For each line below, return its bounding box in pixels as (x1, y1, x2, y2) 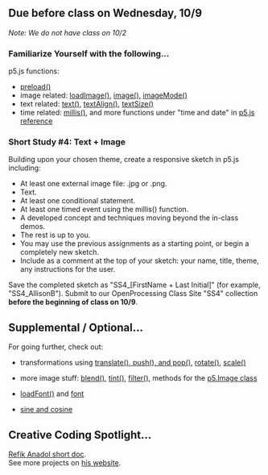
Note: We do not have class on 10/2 (8, 27, 127, 37)
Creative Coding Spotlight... (8, 427, 152, 442)
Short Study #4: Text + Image (8, 136, 126, 148)
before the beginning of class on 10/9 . (8, 298, 138, 307)
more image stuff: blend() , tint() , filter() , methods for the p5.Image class (19, 373, 258, 383)
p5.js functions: (8, 66, 60, 76)
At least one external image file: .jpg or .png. (19, 179, 167, 189)
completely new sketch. (19, 248, 99, 257)
